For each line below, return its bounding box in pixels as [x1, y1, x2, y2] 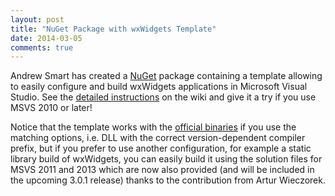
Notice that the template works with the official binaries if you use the [10, 121, 297, 133]
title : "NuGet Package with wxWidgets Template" [10, 24, 217, 34]
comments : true [10, 42, 74, 53]
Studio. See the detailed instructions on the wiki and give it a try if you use [10, 91, 317, 103]
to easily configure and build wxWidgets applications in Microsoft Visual [10, 81, 308, 93]
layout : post [10, 14, 65, 25]
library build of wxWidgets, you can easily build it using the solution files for [10, 153, 323, 165]
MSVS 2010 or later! [10, 102, 93, 114]
